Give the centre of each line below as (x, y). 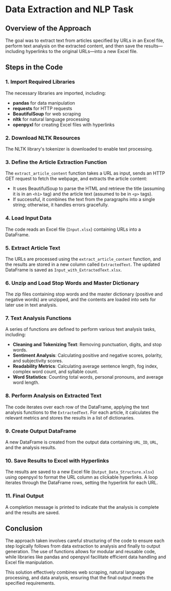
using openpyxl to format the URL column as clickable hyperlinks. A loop (82, 477)
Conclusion (24, 528)
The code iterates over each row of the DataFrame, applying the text (77, 407)
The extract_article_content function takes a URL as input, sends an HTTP (85, 173)
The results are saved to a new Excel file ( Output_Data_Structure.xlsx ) (80, 472)
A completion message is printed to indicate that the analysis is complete (82, 507)
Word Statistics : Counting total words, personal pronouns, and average (88, 377)
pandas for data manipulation (44, 103)
